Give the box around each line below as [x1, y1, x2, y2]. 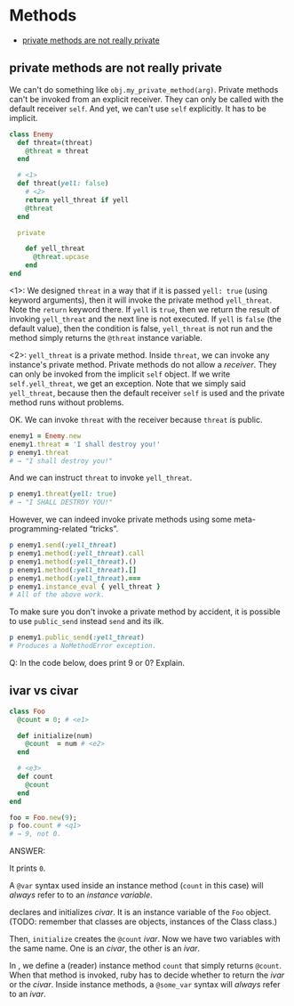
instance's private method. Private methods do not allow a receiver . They [9, 359, 277, 369]
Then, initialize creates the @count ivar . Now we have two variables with [9, 934, 281, 945]
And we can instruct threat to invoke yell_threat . [9, 473, 193, 483]
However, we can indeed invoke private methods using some [9, 514, 233, 525]
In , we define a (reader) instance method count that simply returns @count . [9, 961, 282, 971]
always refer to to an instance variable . [9, 889, 153, 900]
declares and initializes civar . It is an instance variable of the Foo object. [9, 907, 272, 918]
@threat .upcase [32, 253, 90, 262]
